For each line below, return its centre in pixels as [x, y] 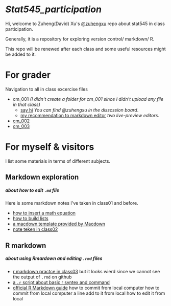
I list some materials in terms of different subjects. [58, 161]
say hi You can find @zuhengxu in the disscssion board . [79, 110]
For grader [28, 75]
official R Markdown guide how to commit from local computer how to [86, 288]
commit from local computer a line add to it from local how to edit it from [89, 293]
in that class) [27, 104]
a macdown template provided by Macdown [59, 224]
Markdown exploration [42, 177]
